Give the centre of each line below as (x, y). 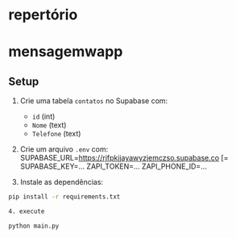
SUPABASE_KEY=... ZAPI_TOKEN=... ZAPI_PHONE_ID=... (113, 166)
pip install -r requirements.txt (64, 197)
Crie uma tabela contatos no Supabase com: (94, 101)
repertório (43, 15)
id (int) (43, 117)
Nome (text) (49, 125)
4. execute (27, 211)
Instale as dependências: (61, 182)
